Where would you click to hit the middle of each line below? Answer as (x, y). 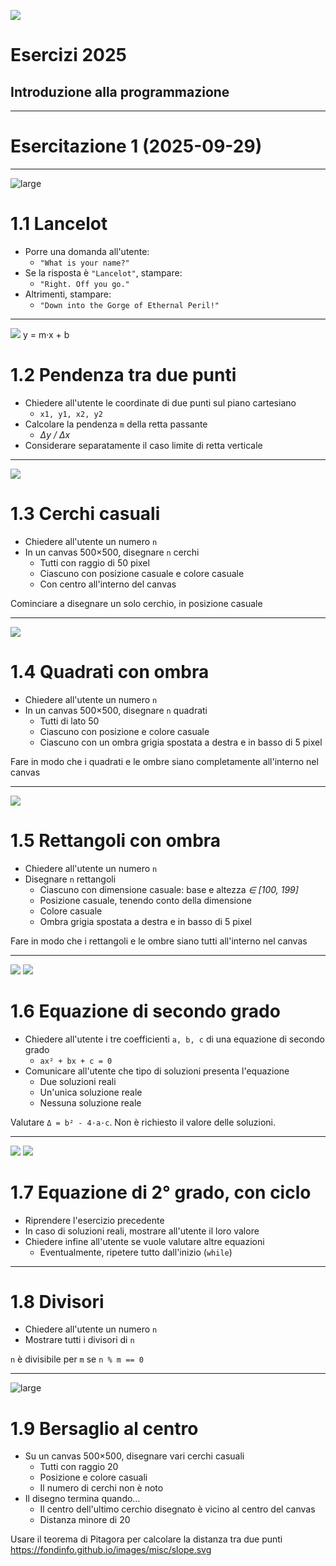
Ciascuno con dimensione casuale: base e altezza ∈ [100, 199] (169, 889)
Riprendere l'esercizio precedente (94, 1220)
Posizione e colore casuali (93, 1477)
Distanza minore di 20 (85, 1520)
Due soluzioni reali (78, 1081)
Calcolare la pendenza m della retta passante (116, 424)
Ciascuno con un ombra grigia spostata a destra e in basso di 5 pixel (181, 742)
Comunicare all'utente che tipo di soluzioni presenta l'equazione (157, 1071)
